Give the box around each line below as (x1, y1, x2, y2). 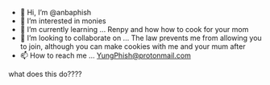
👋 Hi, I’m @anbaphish (19, 8, 92, 17)
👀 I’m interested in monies (19, 16, 106, 26)
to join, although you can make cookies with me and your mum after (19, 42, 246, 51)
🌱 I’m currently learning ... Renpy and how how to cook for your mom (19, 25, 249, 34)
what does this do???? (8, 69, 82, 79)
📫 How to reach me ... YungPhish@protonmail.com (19, 51, 191, 60)
